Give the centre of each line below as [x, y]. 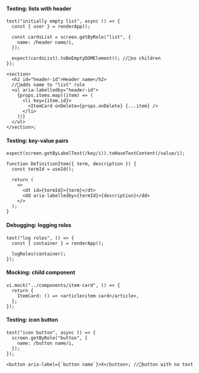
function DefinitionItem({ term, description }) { [71, 164]
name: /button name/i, [46, 343]
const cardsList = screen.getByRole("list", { [71, 37]
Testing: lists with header [39, 8]
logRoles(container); [39, 254]
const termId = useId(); [43, 170]
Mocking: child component [41, 272]
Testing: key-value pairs [38, 140]
